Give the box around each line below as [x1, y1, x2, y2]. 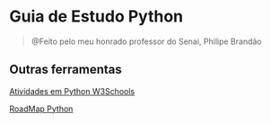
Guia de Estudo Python [9, 6, 184, 27]
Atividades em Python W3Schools [9, 85, 135, 96]
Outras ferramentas [9, 62, 123, 77]
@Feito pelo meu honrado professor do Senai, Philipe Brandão [31, 36, 262, 47]
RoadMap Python [9, 103, 74, 114]
